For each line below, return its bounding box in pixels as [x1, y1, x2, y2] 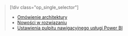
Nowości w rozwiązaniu [17, 20, 67, 25]
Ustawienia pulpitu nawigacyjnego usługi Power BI [17, 25, 123, 31]
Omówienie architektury [17, 14, 68, 20]
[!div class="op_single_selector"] [9, 5, 79, 10]
